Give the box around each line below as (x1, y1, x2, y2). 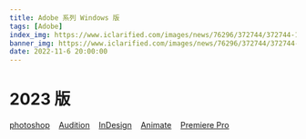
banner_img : (9, 38, 55, 48)
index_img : (9, 30, 51, 39)
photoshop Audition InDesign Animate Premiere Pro (9, 120, 229, 131)
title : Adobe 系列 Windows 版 (9, 13, 120, 23)
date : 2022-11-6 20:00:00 (9, 47, 107, 56)
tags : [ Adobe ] (9, 22, 64, 31)
